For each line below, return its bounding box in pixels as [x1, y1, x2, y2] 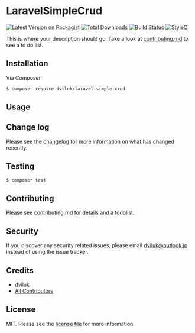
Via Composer [6, 74, 41, 81]
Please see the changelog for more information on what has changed [6, 138, 175, 145]
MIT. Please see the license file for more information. [6, 320, 135, 327]
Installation [6, 59, 48, 69]
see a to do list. [6, 41, 43, 49]
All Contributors [14, 287, 53, 294]
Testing [6, 161, 35, 172]
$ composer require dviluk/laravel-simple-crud [6, 86, 126, 92]
